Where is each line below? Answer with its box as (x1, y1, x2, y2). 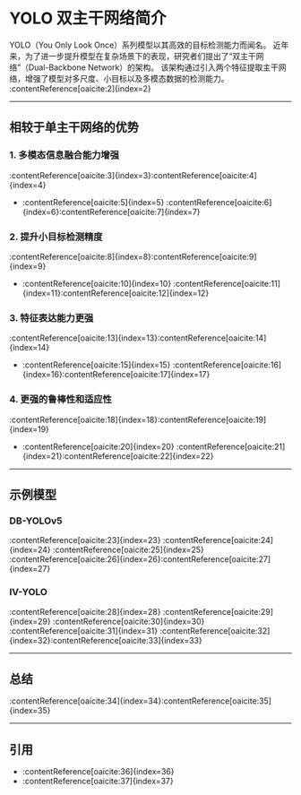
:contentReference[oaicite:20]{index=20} (21, 441, 175, 452)
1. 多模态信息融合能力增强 (9, 149, 119, 161)
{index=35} (9, 705, 51, 716)
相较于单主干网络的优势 (9, 120, 139, 135)
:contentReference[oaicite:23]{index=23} (9, 535, 161, 546)
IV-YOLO (9, 586, 47, 599)
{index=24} (9, 544, 51, 556)
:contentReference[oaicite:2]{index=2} (9, 82, 152, 94)
